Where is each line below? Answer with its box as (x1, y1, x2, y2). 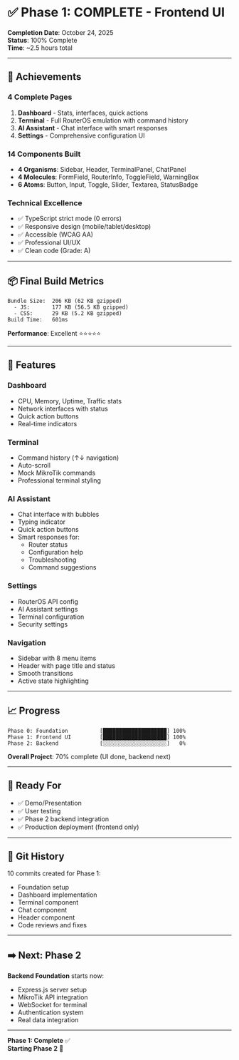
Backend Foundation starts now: (7, 972, 105, 980)
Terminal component (17, 898, 79, 907)
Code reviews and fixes (17, 921, 87, 930)
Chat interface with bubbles (17, 510, 100, 519)
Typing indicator (17, 518, 66, 526)
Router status (28, 540, 68, 549)
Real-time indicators (17, 419, 78, 428)
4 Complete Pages (7, 92, 73, 102)
